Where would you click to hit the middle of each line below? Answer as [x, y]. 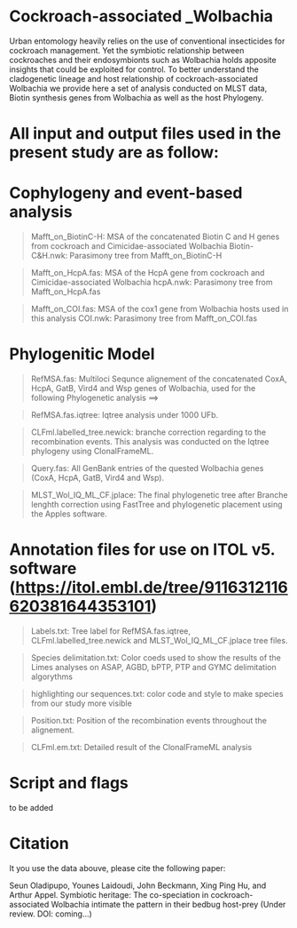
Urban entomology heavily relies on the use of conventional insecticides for [147, 41]
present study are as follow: [114, 152]
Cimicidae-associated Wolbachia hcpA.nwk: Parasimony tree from [152, 283]
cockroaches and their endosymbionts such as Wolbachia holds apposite [143, 60]
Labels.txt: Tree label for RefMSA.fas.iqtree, [111, 631]
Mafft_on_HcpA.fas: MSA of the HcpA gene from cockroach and [148, 273]
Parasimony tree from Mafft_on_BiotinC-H [146, 256]
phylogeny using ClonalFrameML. [92, 451]
